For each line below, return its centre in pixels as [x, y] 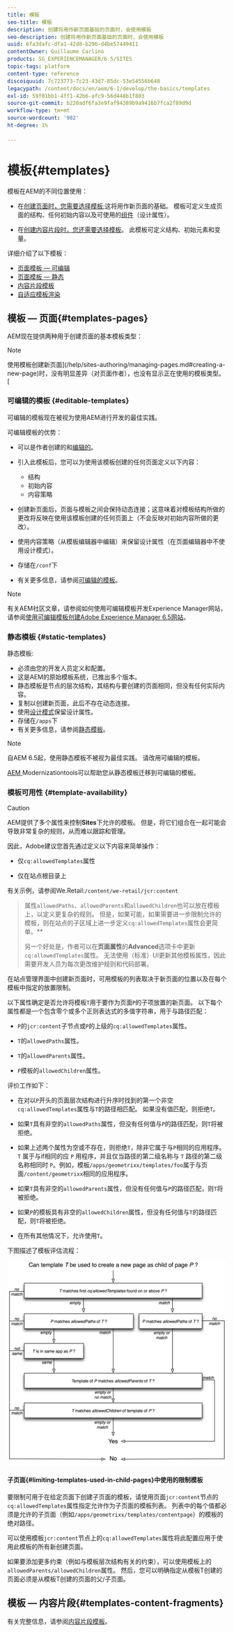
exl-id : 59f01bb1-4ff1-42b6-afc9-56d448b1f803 [76, 96]
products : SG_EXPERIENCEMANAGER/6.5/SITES [70, 59]
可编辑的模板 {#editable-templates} [68, 400]
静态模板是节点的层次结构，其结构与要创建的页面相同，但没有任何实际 [118, 686]
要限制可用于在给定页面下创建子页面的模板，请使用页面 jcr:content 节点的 [113, 1497]
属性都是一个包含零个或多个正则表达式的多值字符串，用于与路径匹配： [108, 1011]
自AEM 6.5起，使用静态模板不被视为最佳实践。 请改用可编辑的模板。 [106, 758]
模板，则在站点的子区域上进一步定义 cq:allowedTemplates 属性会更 [118, 923]
